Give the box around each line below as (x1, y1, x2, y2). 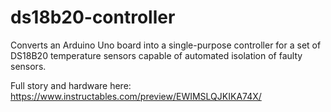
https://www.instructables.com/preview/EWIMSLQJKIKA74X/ (10, 90, 262, 102)
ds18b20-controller (10, 6, 176, 29)
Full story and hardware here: (10, 79, 132, 91)
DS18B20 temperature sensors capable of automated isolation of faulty (10, 49, 303, 61)
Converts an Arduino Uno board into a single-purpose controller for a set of (10, 39, 322, 51)
